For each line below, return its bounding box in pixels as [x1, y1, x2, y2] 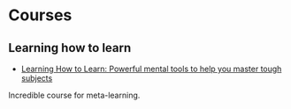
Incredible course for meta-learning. [8, 90, 141, 100]
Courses [8, 5, 73, 25]
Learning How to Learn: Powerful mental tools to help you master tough [20, 63, 282, 74]
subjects [20, 73, 53, 84]
